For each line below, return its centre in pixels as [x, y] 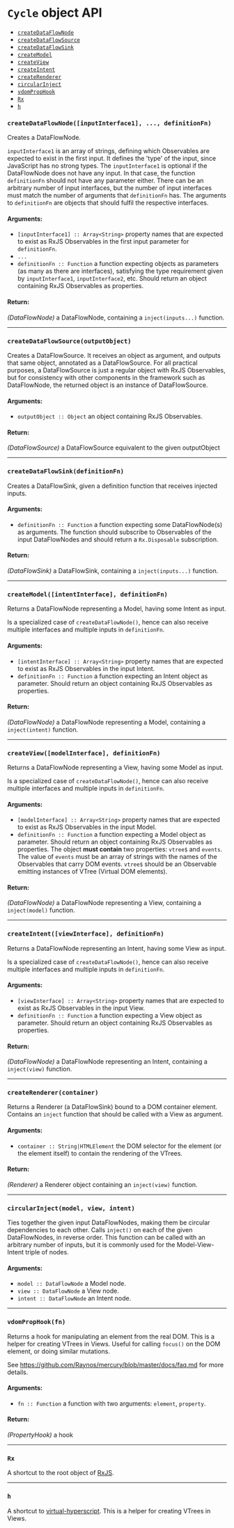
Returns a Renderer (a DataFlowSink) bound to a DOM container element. [112, 1107]
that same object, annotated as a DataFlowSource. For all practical [102, 363]
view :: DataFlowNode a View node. [68, 1291]
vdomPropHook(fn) [37, 1322]
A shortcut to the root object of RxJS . [61, 1473]
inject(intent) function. [43, 730]
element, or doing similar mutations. [58, 1351]
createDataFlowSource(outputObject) [69, 341]
